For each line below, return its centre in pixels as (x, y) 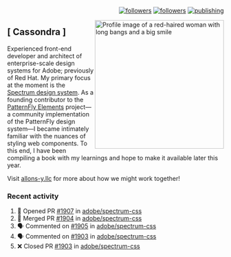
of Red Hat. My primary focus (49, 77)
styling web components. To (47, 143)
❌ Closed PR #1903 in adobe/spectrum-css (78, 246)
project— (78, 107)
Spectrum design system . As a (51, 92)
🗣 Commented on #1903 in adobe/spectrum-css (87, 236)
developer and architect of (45, 56)
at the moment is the (36, 85)
